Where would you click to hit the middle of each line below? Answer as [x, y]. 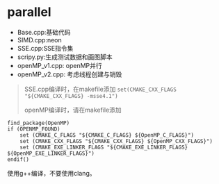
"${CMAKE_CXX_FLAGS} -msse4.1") [71, 96]
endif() [18, 159]
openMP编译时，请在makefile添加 [73, 110]
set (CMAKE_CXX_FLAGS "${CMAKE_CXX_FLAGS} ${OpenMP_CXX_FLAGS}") [116, 141]
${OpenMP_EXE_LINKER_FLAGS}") [51, 153]
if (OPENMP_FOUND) [34, 129]
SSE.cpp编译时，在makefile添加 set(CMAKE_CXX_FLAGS [100, 89]
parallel [29, 12]
